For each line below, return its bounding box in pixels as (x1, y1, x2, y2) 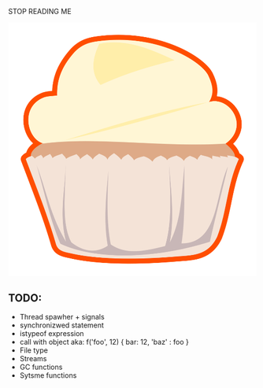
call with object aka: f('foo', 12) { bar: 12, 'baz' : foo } (19, 338, 189, 347)
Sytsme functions (19, 371, 77, 380)
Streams (19, 354, 47, 364)
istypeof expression (19, 329, 84, 338)
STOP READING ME (8, 7, 72, 16)
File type (19, 346, 49, 355)
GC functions (19, 362, 63, 372)
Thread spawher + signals (19, 312, 105, 322)
